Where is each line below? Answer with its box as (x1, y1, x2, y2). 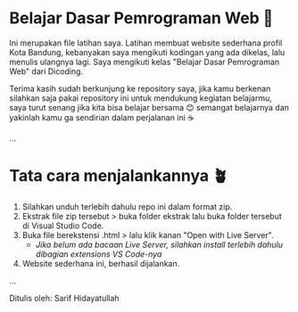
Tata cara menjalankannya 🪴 (9, 166, 229, 186)
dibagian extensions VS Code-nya (35, 249, 162, 259)
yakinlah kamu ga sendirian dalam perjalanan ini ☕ (9, 111, 195, 123)
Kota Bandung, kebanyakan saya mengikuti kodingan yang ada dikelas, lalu (9, 46, 286, 57)
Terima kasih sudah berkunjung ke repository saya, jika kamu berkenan (9, 83, 271, 94)
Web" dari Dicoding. (9, 66, 83, 77)
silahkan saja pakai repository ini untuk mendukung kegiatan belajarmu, (9, 93, 272, 103)
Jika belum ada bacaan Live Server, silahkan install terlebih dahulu (35, 239, 284, 250)
